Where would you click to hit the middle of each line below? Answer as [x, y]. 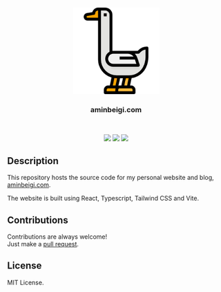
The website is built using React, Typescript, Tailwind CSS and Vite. [103, 199]
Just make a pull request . [43, 244]
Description [33, 161]
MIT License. [26, 282]
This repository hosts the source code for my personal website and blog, [110, 178]
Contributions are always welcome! [57, 237]
